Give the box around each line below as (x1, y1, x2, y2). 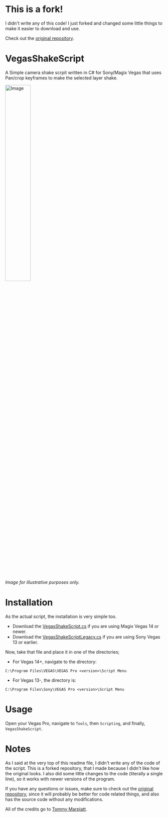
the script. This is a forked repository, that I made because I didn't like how (5, 765, 159, 771)
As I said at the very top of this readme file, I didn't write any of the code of (5, 760, 160, 766)
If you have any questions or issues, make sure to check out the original (5, 785, 154, 791)
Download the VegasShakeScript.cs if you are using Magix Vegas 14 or (12, 623, 159, 629)
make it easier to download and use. (5, 25, 80, 31)
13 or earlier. (12, 639, 39, 645)
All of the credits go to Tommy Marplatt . (5, 806, 87, 812)
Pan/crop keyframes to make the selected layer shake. (5, 74, 118, 81)
